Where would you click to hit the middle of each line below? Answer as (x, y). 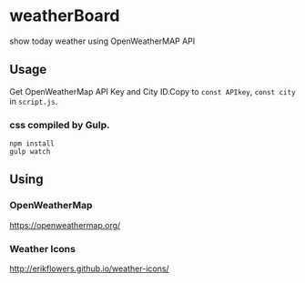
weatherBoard (65, 16)
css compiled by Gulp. (60, 125)
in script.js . (34, 101)
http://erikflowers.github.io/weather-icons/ (90, 268)
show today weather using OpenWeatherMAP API (102, 41)
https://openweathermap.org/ (65, 225)
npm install (32, 144)
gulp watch (30, 152)
